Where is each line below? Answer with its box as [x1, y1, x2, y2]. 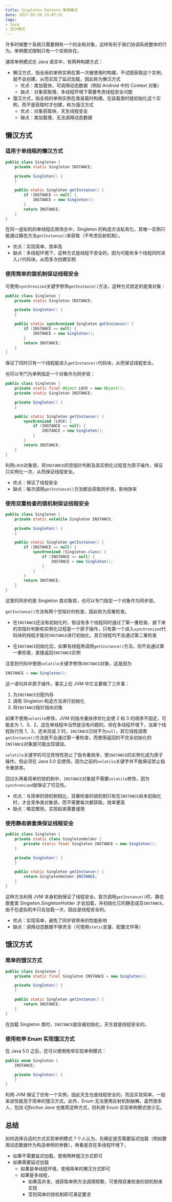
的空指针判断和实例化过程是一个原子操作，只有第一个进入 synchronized [12, 626, 162, 632]
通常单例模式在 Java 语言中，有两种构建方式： [5, 59, 103, 65]
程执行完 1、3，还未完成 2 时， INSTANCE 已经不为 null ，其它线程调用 [5, 728, 147, 734]
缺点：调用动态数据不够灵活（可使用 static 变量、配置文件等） [12, 923, 143, 929]
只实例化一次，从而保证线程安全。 [5, 468, 77, 475]
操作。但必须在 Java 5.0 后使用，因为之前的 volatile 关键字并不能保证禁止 [5, 758, 161, 764]
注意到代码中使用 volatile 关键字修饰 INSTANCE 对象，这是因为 [5, 661, 132, 667]
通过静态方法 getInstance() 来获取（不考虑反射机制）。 [9, 232, 123, 239]
